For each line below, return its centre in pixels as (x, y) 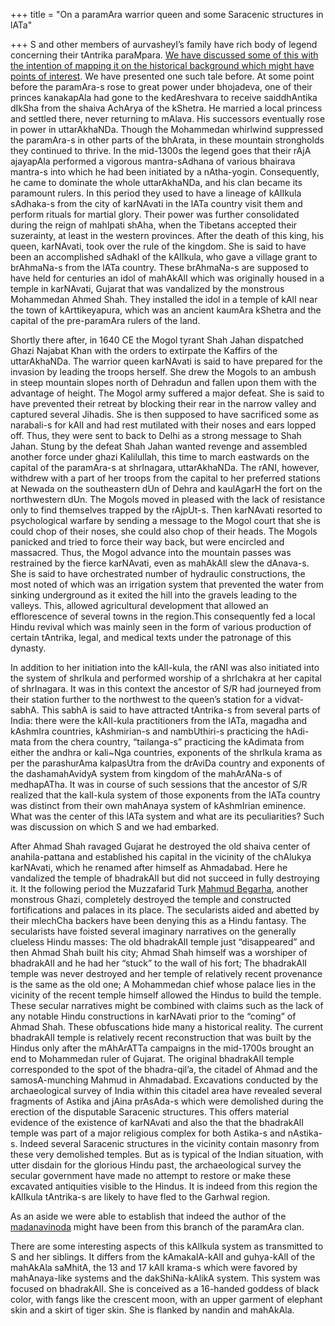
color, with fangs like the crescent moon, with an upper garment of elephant (166, 1299)
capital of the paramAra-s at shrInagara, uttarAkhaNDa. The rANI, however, (165, 467)
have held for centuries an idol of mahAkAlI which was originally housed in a (167, 278)
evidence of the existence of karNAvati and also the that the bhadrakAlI (157, 1122)
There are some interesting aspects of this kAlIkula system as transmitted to (167, 1246)
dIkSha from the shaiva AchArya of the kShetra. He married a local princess (166, 108)
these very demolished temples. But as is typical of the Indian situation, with (167, 1154)
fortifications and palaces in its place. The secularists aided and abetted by (165, 910)
